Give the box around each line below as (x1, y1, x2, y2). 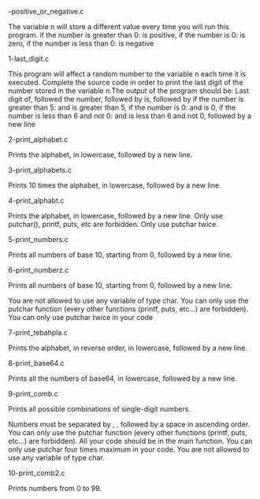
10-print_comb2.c (8, 468, 65, 478)
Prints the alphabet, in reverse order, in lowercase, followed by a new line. (8, 343, 248, 352)
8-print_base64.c (8, 359, 65, 367)
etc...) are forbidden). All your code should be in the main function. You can (8, 437, 253, 445)
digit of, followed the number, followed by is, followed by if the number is (8, 95, 244, 103)
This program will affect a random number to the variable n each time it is (8, 69, 247, 78)
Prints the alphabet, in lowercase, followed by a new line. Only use (8, 211, 223, 220)
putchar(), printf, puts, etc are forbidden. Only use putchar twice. (8, 220, 218, 229)
